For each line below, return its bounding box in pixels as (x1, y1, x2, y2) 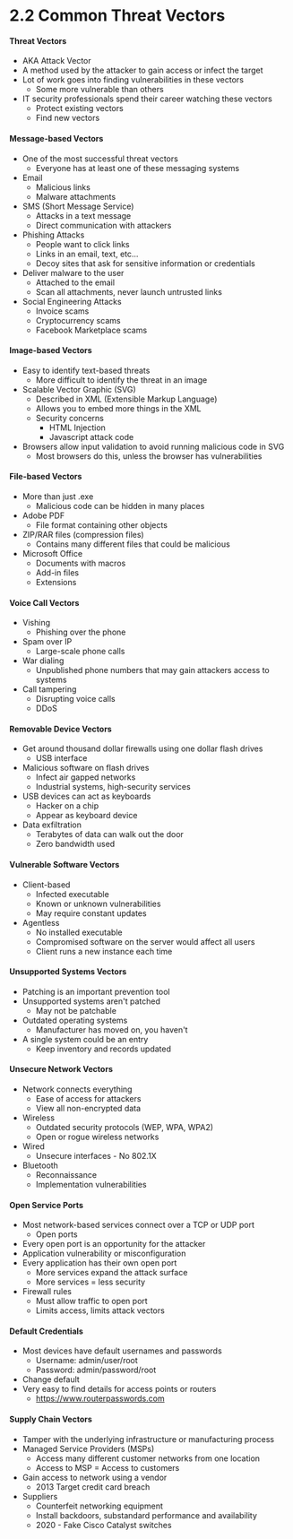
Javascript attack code (48, 431, 134, 442)
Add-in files (35, 567, 79, 578)
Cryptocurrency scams (35, 315, 121, 325)
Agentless (22, 917, 60, 928)
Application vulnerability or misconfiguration (22, 1248, 186, 1259)
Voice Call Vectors (9, 597, 80, 608)
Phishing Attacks (22, 229, 85, 240)
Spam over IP (22, 636, 73, 647)
